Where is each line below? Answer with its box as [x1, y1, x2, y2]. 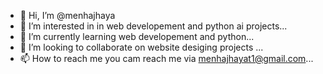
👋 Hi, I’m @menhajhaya [19, 10, 116, 21]
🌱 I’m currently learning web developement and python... [19, 31, 255, 42]
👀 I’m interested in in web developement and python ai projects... [19, 20, 288, 32]
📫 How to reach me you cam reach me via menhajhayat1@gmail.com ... [19, 53, 314, 64]
